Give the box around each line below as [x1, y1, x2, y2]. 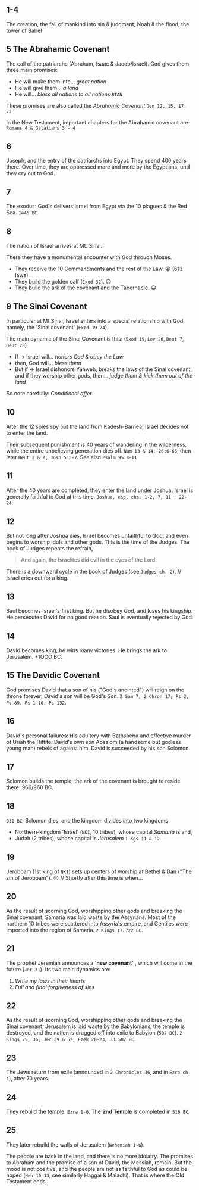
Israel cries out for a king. [6, 574, 69, 581]
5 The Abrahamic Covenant [6, 44, 110, 54]
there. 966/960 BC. [6, 784, 53, 791]
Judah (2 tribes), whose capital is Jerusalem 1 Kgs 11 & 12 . [14, 835, 162, 842]
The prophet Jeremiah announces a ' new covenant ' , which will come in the [6, 959, 193, 967]
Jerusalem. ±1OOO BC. [6, 653, 63, 660]
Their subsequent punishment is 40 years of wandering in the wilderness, [6, 441, 187, 448]
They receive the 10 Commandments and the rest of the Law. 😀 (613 [14, 265, 183, 273]
